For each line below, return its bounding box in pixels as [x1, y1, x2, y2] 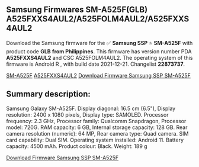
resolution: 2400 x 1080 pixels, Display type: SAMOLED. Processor [6, 111, 169, 118]
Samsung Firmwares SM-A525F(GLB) [6, 5, 148, 15]
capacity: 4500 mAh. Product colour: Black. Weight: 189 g [6, 142, 147, 150]
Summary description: [6, 89, 91, 99]
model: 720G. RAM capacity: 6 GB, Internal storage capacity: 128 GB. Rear [6, 124, 188, 131]
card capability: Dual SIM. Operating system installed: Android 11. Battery [6, 136, 184, 143]
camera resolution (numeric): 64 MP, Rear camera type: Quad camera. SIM [6, 130, 189, 137]
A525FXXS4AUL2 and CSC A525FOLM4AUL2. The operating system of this [6, 54, 193, 61]
